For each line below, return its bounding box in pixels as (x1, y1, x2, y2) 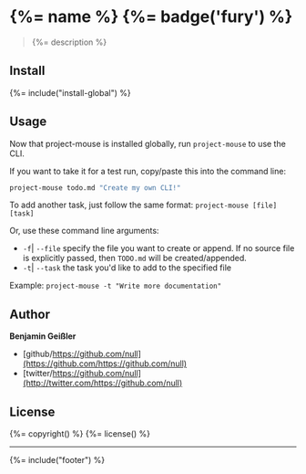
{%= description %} (31, 37, 107, 47)
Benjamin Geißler (9, 331, 76, 342)
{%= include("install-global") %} (9, 87, 132, 98)
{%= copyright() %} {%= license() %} (9, 428, 151, 439)
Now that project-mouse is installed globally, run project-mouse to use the (9, 138, 287, 149)
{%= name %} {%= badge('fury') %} (9, 6, 293, 27)
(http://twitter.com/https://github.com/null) (22, 377, 183, 389)
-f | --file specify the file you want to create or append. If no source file (22, 243, 295, 254)
